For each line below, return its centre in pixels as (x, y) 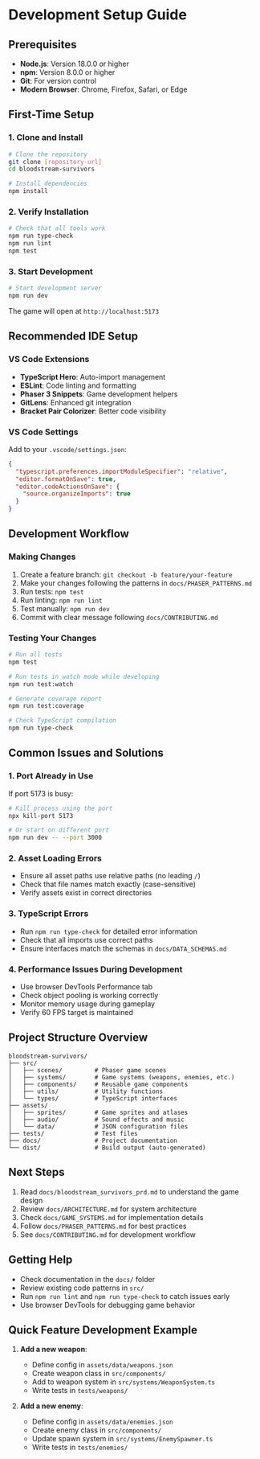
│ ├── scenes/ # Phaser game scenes (87, 1070)
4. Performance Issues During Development (95, 969)
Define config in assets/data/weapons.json (102, 1365)
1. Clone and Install (46, 138)
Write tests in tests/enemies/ (80, 1447)
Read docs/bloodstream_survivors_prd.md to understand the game (129, 1191)
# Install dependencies (48, 184)
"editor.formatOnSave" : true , (66, 479)
